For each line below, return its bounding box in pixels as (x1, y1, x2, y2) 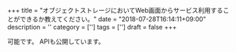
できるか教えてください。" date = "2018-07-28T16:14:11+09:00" (19, 15, 207, 23)
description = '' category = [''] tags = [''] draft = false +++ (7, 23, 177, 31)
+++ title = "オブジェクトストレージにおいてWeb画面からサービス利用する (7, 6, 223, 14)
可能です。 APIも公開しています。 (7, 37, 105, 46)
